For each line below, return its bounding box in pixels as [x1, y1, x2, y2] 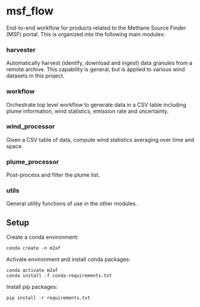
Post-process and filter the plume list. [6, 171, 100, 179]
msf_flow [6, 4, 54, 18]
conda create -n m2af [6, 245, 61, 252]
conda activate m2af [6, 267, 59, 274]
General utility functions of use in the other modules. [6, 200, 137, 207]
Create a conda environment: [6, 233, 79, 241]
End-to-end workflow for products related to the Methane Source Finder [6, 24, 186, 31]
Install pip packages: [6, 283, 58, 291]
